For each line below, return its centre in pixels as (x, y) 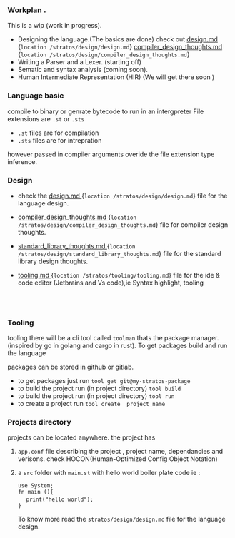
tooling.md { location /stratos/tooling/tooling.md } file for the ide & (119, 275)
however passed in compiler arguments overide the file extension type (111, 154)
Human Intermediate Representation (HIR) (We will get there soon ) (116, 77)
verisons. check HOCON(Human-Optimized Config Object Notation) (117, 459)
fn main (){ (35, 492)
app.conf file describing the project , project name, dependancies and (120, 452)
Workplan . (27, 10)
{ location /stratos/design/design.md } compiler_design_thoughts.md (120, 47)
